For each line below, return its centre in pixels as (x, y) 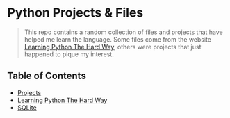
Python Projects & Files (75, 13)
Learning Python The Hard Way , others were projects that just (113, 47)
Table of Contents (47, 76)
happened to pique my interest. (69, 54)
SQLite (27, 107)
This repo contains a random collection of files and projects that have (124, 32)
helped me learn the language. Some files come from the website (118, 39)
